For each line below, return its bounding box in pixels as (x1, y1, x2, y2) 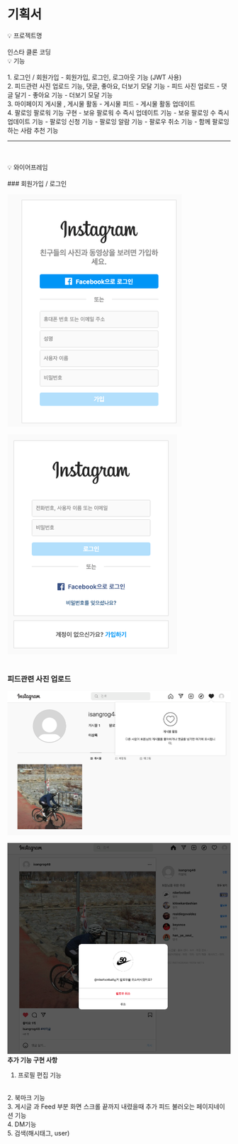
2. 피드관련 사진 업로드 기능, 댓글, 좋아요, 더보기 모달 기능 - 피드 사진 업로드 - (7, 82, 220, 90)
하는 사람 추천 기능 (7, 126, 59, 135)
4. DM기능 (7, 1120, 37, 1128)
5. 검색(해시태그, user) (7, 1128, 70, 1137)
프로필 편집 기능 (17, 1070, 62, 1079)
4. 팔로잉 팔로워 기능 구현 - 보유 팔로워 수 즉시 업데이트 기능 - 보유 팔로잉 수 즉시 (7, 108, 229, 117)
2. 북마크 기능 (7, 1093, 45, 1101)
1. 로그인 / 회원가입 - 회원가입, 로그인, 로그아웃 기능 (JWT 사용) (7, 72, 182, 82)
